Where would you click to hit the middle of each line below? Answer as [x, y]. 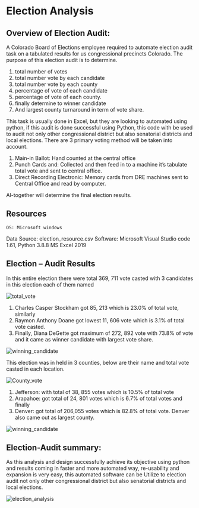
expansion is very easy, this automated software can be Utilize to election [96, 475]
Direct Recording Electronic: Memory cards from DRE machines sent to [102, 177]
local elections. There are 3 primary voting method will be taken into [89, 140]
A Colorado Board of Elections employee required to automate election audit [99, 47]
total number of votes [41, 72]
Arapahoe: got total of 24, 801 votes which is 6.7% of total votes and [99, 398]
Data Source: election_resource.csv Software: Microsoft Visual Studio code [98, 238]
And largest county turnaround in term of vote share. [79, 110]
